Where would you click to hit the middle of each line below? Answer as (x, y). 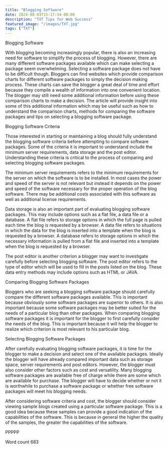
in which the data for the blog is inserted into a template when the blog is (80, 231)
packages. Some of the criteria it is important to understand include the (79, 147)
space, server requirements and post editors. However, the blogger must (80, 365)
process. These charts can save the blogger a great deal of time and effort (82, 85)
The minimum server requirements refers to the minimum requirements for (82, 173)
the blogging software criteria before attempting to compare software (77, 142)
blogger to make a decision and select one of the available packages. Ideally (84, 354)
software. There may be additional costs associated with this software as (81, 194)
